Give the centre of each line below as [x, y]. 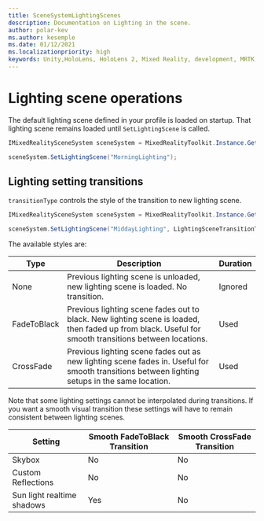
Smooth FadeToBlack [129, 437]
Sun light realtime [44, 495]
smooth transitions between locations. [137, 339]
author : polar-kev [38, 30]
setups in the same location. [119, 381]
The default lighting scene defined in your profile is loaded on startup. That [130, 120]
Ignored [233, 286]
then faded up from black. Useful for [134, 329]
